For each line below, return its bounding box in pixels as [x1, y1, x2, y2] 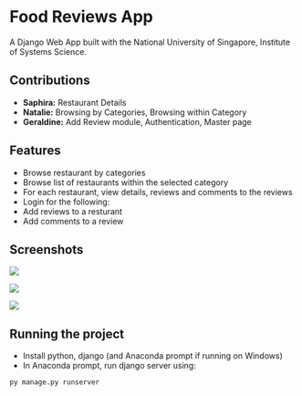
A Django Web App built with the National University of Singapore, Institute [9, 36, 290, 47]
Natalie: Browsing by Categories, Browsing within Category [22, 107, 247, 118]
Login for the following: [22, 196, 110, 207]
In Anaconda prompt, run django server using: [22, 360, 196, 371]
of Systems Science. [9, 46, 87, 57]
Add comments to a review [22, 215, 124, 226]
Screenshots [9, 242, 84, 257]
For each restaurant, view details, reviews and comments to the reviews [22, 186, 294, 197]
